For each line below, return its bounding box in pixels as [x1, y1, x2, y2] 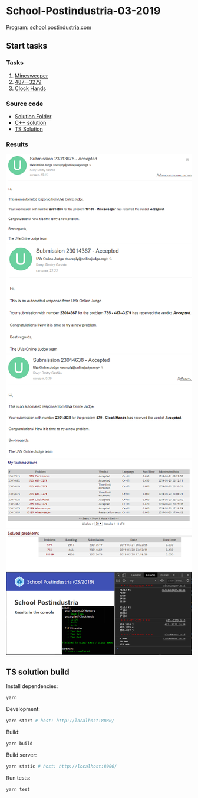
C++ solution [14, 119, 47, 126]
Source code [6, 99, 44, 108]
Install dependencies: [6, 683, 58, 690]
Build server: [6, 751, 37, 758]
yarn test [6, 786, 31, 792]
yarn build [6, 741, 33, 747]
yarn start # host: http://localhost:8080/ [6, 718, 115, 723]
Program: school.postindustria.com [6, 24, 91, 31]
